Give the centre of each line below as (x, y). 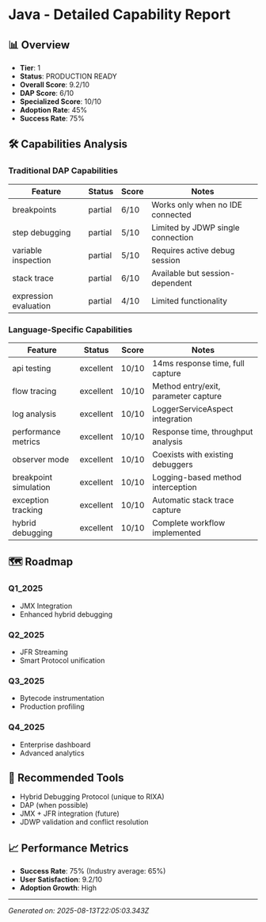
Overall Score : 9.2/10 (54, 84)
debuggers (173, 464)
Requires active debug (193, 250)
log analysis (34, 414)
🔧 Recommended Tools (66, 777)
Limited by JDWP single (196, 228)
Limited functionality (190, 300)
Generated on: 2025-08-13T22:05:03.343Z (79, 911)
